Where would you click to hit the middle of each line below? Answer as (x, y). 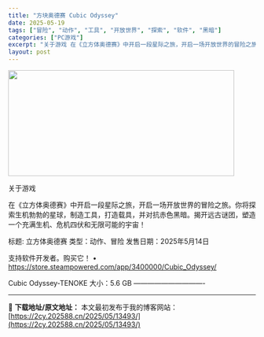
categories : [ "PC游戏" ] (46, 37)
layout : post (29, 52)
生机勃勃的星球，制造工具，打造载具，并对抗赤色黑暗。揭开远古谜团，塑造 (135, 215)
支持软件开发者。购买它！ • (52, 258)
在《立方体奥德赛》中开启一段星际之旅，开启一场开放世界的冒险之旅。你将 (128, 205)
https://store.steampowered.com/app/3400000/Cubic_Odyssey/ (113, 267)
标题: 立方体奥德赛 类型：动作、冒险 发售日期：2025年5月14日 (109, 241)
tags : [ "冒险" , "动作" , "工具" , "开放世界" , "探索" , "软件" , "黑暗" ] (115, 30)
